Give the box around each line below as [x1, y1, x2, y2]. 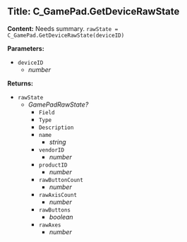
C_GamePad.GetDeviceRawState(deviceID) [7, 32, 125, 39]
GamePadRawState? [28, 100, 89, 109]
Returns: [7, 79, 34, 87]
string [49, 138, 66, 146]
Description [38, 123, 74, 131]
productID [38, 162, 68, 169]
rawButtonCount [38, 176, 83, 183]
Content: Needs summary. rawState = [7, 24, 119, 32]
